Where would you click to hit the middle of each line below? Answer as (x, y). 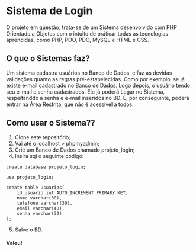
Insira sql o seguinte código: (49, 156)
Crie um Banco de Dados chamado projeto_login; (75, 150)
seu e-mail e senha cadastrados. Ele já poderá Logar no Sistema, (86, 91)
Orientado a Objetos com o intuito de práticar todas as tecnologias (87, 33)
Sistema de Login (49, 11)
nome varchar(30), (39, 198)
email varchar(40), (41, 208)
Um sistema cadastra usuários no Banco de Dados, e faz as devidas (89, 73)
